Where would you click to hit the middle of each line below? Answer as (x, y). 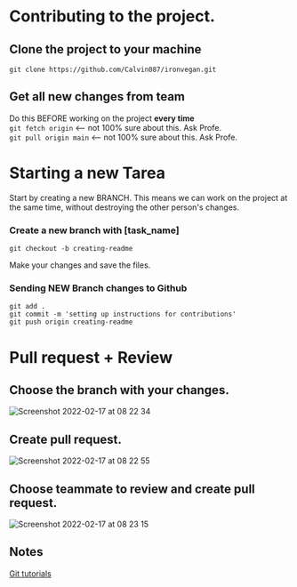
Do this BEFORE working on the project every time (102, 118)
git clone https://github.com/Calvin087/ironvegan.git (113, 69)
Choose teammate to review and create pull (132, 489)
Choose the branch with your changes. (119, 390)
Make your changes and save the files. (80, 265)
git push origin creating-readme (71, 322)
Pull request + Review (91, 357)
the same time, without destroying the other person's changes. (124, 207)
